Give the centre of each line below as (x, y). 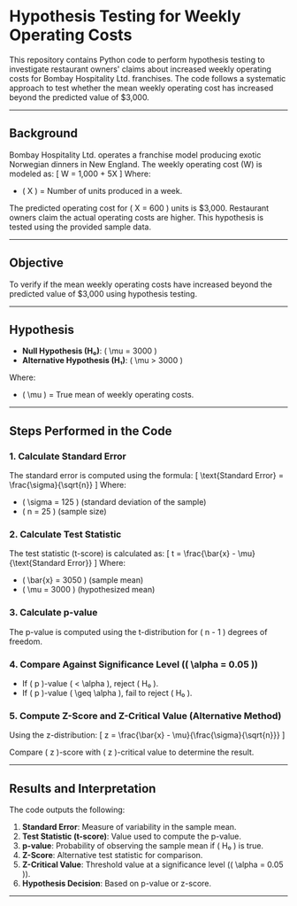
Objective (37, 263)
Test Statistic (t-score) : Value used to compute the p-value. (131, 836)
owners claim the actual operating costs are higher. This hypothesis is (136, 217)
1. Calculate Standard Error (68, 456)
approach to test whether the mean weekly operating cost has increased (141, 88)
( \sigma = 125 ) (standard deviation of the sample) (114, 502)
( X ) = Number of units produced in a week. (102, 190)
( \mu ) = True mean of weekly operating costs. (108, 395)
